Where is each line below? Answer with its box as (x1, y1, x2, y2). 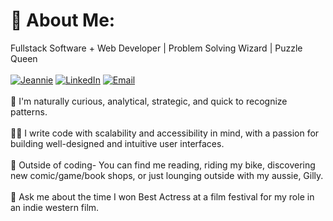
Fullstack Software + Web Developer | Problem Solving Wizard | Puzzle (10, 42, 303, 54)
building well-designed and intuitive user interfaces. (10, 137, 225, 149)
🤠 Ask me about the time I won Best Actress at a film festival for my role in (10, 190, 315, 203)
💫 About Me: (10, 9, 116, 32)
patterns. (10, 105, 48, 118)
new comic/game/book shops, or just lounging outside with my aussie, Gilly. (10, 169, 324, 181)
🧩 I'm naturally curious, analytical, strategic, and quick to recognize (10, 95, 288, 107)
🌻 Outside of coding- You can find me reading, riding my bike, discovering (10, 159, 316, 171)
